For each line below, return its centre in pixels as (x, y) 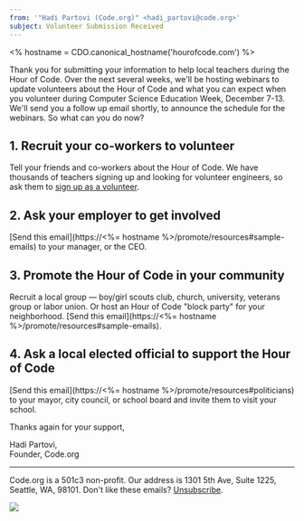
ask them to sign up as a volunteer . (75, 187)
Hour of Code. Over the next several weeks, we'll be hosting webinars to (144, 79)
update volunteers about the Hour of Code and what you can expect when (148, 89)
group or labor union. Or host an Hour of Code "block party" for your (137, 306)
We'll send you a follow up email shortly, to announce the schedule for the (147, 108)
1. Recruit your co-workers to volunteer (122, 146)
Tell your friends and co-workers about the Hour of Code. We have (134, 167)
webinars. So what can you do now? (77, 118)
